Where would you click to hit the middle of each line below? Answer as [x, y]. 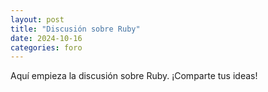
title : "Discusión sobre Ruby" [75, 29]
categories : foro [46, 47]
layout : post [37, 19]
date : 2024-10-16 [46, 38]
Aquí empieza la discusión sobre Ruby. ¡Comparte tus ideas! [134, 76]
